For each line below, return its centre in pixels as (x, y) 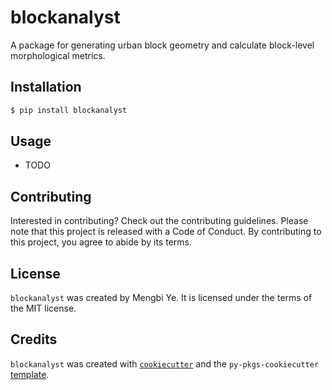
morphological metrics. (58, 55)
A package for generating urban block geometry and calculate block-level (162, 45)
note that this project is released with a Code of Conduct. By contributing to (166, 232)
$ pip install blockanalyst (69, 110)
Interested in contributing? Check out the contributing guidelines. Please (159, 221)
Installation (46, 87)
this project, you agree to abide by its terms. (101, 242)
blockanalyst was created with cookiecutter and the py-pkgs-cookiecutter (165, 363)
